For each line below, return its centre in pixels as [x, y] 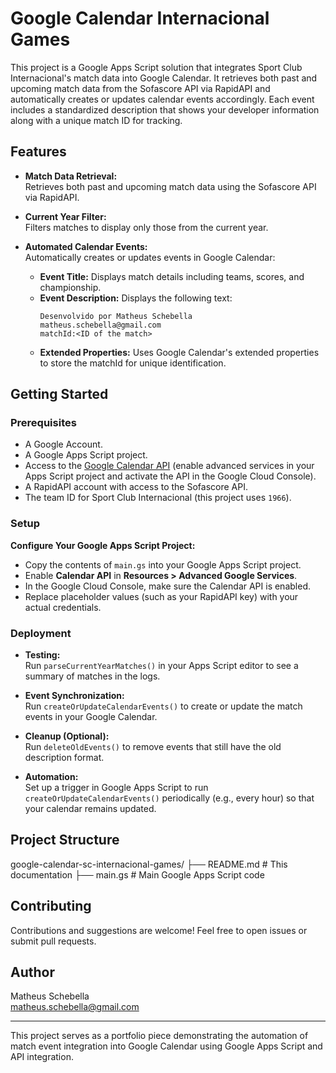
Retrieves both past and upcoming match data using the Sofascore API [170, 186]
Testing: [42, 655]
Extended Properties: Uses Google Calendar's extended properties [179, 352]
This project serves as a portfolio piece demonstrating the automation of [159, 1036]
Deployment [41, 633]
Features [38, 152]
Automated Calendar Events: [86, 246]
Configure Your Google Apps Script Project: [103, 545]
